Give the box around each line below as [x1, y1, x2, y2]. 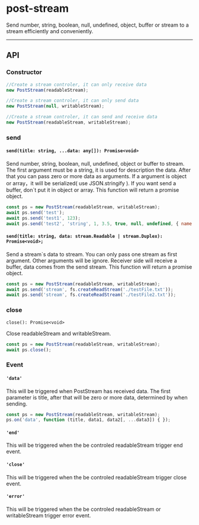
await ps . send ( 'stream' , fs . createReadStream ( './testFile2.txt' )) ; [6, 292, 176, 298]
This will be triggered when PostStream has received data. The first [6, 387, 171, 395]
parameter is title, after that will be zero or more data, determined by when [6, 394, 188, 401]
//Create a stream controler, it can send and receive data [6, 114, 158, 120]
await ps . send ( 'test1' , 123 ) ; [6, 215, 81, 221]
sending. [6, 400, 28, 407]
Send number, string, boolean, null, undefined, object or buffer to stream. [6, 160, 185, 167]
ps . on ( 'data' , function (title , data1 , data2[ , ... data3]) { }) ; [6, 417, 171, 423]
